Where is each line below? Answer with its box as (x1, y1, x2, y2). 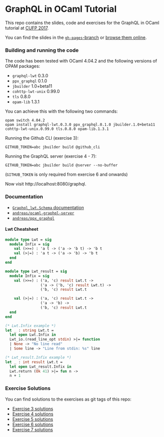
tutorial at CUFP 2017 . (5, 25, 49, 31)
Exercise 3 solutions (12, 406, 53, 411)
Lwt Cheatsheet (5, 226, 38, 232)
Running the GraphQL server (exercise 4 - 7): (5, 154, 97, 159)
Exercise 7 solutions (12, 427, 53, 433)
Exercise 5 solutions (12, 416, 53, 422)
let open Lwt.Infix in (9, 332, 56, 338)
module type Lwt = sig (5, 237, 52, 242)
